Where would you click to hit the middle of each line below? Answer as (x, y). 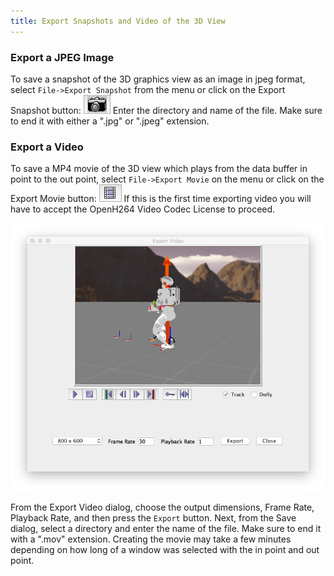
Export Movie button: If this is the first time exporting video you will (161, 199)
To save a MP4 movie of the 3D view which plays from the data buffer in (159, 169)
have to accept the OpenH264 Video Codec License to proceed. (143, 209)
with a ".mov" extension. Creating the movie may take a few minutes (151, 539)
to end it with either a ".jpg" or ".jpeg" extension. (110, 121)
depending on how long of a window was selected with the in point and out (165, 549)
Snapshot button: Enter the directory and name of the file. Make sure (166, 110)
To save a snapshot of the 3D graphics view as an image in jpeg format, (158, 79)
